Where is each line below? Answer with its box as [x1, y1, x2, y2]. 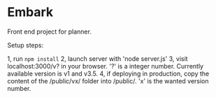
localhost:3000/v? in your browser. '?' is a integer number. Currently [7, 62, 204, 70]
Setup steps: [7, 41, 44, 49]
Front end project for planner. [7, 27, 92, 36]
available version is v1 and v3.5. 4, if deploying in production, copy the [7, 69, 210, 78]
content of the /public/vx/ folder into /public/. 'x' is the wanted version [7, 76, 209, 85]
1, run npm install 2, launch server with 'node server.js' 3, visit [7, 54, 188, 63]
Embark [7, 4, 54, 20]
